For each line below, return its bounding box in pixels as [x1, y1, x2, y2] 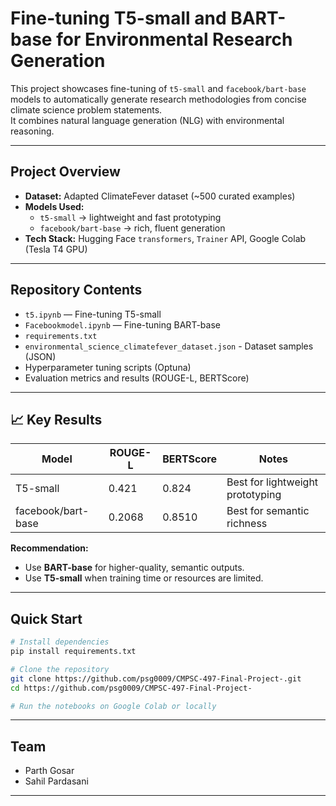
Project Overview [10, 163, 121, 181]
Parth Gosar [24, 765, 75, 777]
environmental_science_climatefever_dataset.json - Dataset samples [24, 340, 314, 352]
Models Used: [24, 200, 85, 212]
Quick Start [10, 610, 83, 627]
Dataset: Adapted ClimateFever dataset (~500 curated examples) [24, 190, 296, 202]
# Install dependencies [10, 637, 110, 647]
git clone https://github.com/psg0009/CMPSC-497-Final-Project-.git [10, 673, 302, 684]
